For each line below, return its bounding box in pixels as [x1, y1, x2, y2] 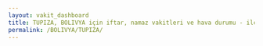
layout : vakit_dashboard [8, 11, 89, 19]
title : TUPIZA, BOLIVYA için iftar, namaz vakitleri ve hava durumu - [8, 19, 243, 27]
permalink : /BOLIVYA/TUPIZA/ [8, 26, 103, 34]
